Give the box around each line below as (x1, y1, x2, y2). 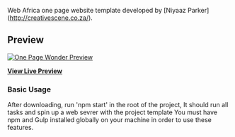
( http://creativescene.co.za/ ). (7, 13, 93, 22)
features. (7, 124, 34, 132)
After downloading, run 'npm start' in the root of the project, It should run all (7, 101, 229, 109)
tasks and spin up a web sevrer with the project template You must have (7, 108, 218, 116)
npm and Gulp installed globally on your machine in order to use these (7, 116, 212, 124)
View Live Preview (7, 67, 62, 75)
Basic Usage (7, 84, 52, 94)
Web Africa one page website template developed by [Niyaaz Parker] (7, 6, 210, 14)
